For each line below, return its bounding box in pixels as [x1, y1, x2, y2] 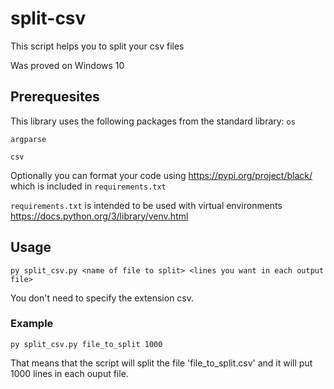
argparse [10, 134, 47, 144]
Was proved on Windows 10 [10, 59, 125, 71]
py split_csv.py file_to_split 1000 [10, 339, 163, 349]
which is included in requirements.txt [10, 180, 167, 192]
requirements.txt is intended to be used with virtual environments [10, 199, 283, 211]
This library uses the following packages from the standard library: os [10, 115, 296, 127]
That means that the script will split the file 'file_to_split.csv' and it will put [10, 357, 313, 369]
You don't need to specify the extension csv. [10, 292, 195, 304]
